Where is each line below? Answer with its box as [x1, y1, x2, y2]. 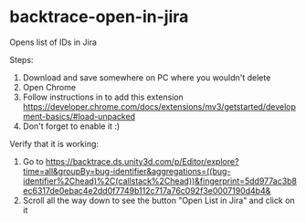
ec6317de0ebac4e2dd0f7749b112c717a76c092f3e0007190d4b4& [22, 185, 271, 196]
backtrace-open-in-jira [9, 6, 189, 27]
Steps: [9, 54, 34, 65]
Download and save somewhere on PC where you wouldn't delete [22, 71, 271, 83]
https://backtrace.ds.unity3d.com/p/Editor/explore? [45, 155, 239, 166]
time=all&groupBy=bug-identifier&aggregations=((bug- [22, 165, 231, 176]
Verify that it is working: [9, 138, 99, 149]
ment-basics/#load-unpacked [22, 111, 135, 122]
